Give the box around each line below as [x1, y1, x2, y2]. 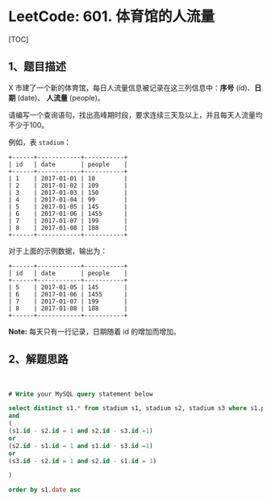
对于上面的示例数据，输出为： [8, 246, 107, 255]
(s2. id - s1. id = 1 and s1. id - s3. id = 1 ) [8, 442, 153, 450]
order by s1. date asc [8, 486, 81, 494]
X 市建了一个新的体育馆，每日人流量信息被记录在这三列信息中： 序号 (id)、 [8, 82, 255, 93]
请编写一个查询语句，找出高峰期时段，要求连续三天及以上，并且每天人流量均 [8, 110, 263, 119]
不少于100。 [8, 120, 49, 130]
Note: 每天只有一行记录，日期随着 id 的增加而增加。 [8, 326, 181, 336]
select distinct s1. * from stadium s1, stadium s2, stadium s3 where [8, 405, 248, 413]
